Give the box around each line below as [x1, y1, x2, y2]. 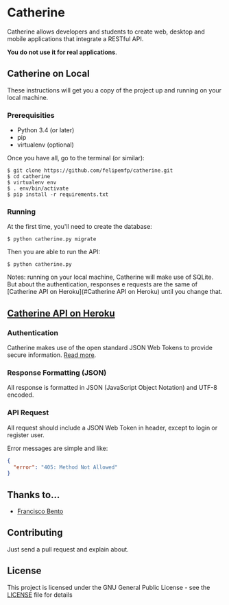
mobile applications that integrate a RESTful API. [7, 34, 144, 42]
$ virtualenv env [7, 180, 57, 186]
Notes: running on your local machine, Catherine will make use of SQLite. [7, 273, 214, 282]
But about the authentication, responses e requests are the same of [7, 280, 197, 288]
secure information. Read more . [7, 351, 97, 359]
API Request [7, 408, 49, 417]
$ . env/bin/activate [7, 185, 69, 193]
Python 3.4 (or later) [16, 126, 75, 134]
